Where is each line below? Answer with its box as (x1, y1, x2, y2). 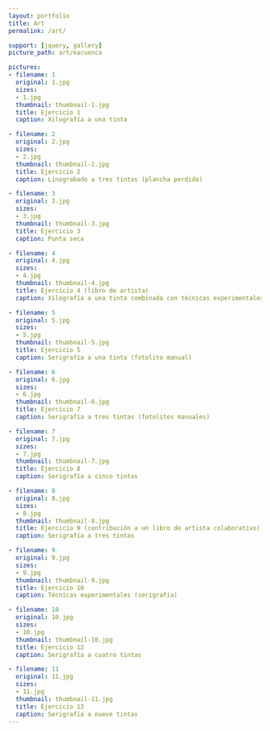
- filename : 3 (8, 190, 56, 198)
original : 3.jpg (15, 197, 70, 205)
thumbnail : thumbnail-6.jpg (15, 398, 110, 407)
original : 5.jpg (15, 316, 70, 324)
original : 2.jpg (15, 138, 70, 146)
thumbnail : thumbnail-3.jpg (15, 219, 110, 228)
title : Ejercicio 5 (15, 346, 81, 354)
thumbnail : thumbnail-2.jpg (15, 160, 110, 168)
